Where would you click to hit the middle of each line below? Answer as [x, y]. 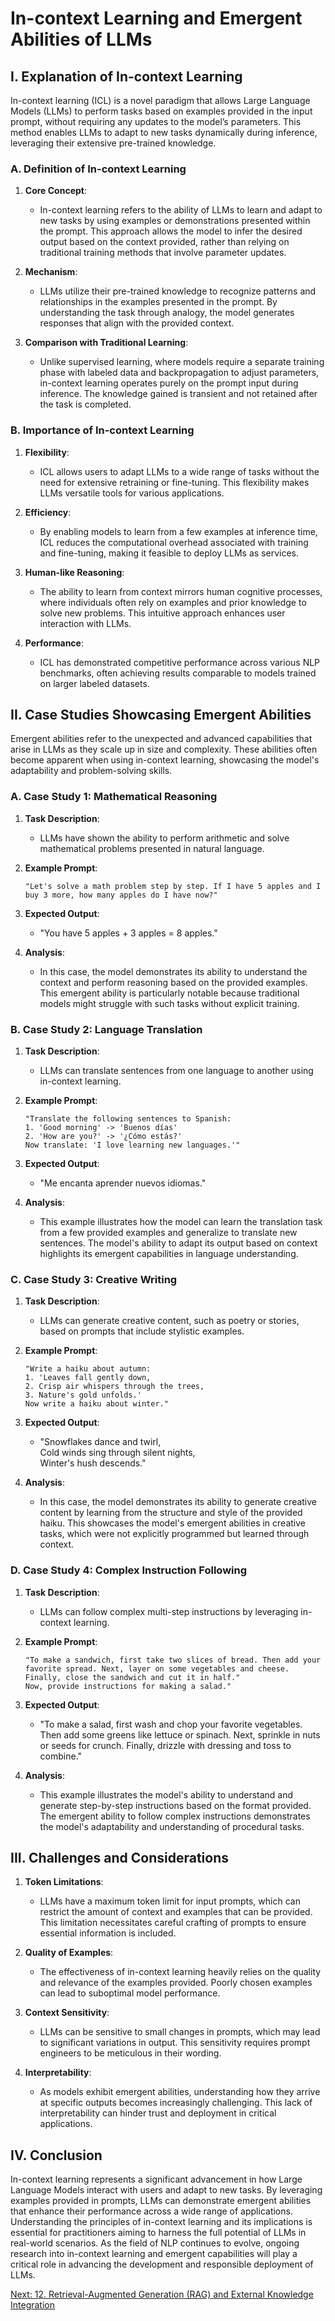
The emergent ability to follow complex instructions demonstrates [175, 1816]
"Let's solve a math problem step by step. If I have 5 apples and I [173, 886]
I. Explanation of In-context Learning [126, 76]
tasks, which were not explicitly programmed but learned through [174, 1534]
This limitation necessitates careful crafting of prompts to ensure [173, 1923]
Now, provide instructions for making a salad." [128, 1686]
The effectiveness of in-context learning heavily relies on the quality [180, 1972]
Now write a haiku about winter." [96, 1404]
